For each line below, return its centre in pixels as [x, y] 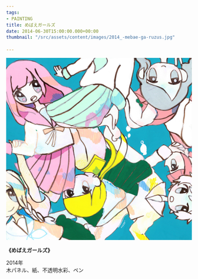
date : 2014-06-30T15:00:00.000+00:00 [52, 31]
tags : [13, 12]
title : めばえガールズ [31, 25]
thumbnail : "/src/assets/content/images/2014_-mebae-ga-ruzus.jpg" [91, 37]
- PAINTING [19, 19]
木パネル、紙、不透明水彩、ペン [45, 270]
